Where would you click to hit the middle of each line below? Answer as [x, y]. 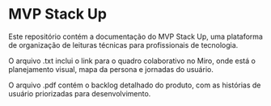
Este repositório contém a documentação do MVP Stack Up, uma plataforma [135, 36]
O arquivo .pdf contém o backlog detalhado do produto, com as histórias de [135, 85]
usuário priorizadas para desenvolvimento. [80, 93]
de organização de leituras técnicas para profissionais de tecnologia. [123, 45]
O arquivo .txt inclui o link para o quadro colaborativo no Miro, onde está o [132, 61]
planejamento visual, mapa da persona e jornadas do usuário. [111, 69]
